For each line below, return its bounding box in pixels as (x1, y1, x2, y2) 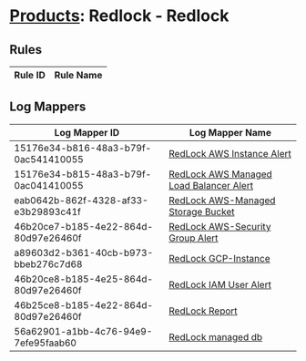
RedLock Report (168, 304, 239, 317)
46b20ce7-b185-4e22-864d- (14, 220, 153, 232)
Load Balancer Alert (168, 179, 253, 191)
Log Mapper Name (189, 126, 271, 139)
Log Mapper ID (54, 126, 120, 139)
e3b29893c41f (14, 205, 82, 218)
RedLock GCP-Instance (168, 252, 270, 264)
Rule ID (14, 69, 46, 81)
